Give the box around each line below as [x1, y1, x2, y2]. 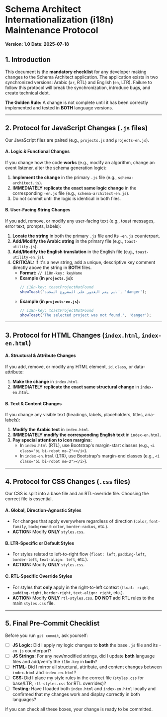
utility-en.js [12, 255, 42, 260]
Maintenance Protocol [5, 25, 98, 36]
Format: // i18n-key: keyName [19, 269, 83, 275]
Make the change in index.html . [12, 379, 79, 385]
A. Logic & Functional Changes [5, 148, 70, 155]
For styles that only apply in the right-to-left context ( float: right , [12, 584, 150, 590]
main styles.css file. [12, 600, 55, 606]
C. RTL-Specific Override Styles [5, 573, 73, 579]
